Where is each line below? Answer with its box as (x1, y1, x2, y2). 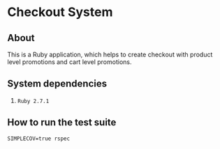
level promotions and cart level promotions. (7, 58, 132, 66)
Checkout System (7, 4, 113, 20)
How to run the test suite (7, 116, 117, 129)
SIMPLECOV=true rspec (7, 135, 71, 142)
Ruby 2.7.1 (17, 97, 50, 104)
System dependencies (7, 78, 107, 90)
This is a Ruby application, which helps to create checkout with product (7, 50, 213, 58)
